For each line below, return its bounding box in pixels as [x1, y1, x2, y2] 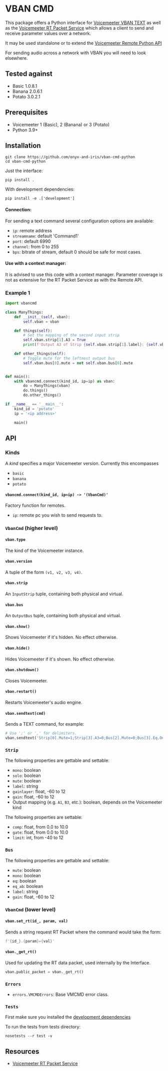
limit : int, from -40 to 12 [12, 835, 63, 841]
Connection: [5, 206, 31, 212]
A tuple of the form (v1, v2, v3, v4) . [5, 569, 82, 575]
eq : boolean [12, 878, 36, 884]
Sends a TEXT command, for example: [5, 721, 84, 727]
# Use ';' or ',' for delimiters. [5, 731, 77, 736]
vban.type [5, 537, 26, 542]
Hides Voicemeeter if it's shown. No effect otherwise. [5, 656, 115, 662]
